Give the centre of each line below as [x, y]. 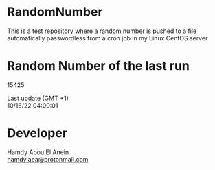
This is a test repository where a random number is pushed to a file [102, 31]
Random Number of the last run [99, 66]
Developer [37, 133]
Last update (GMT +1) [38, 98]
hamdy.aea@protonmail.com [48, 159]
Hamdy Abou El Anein [38, 152]
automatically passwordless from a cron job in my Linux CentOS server [107, 38]
